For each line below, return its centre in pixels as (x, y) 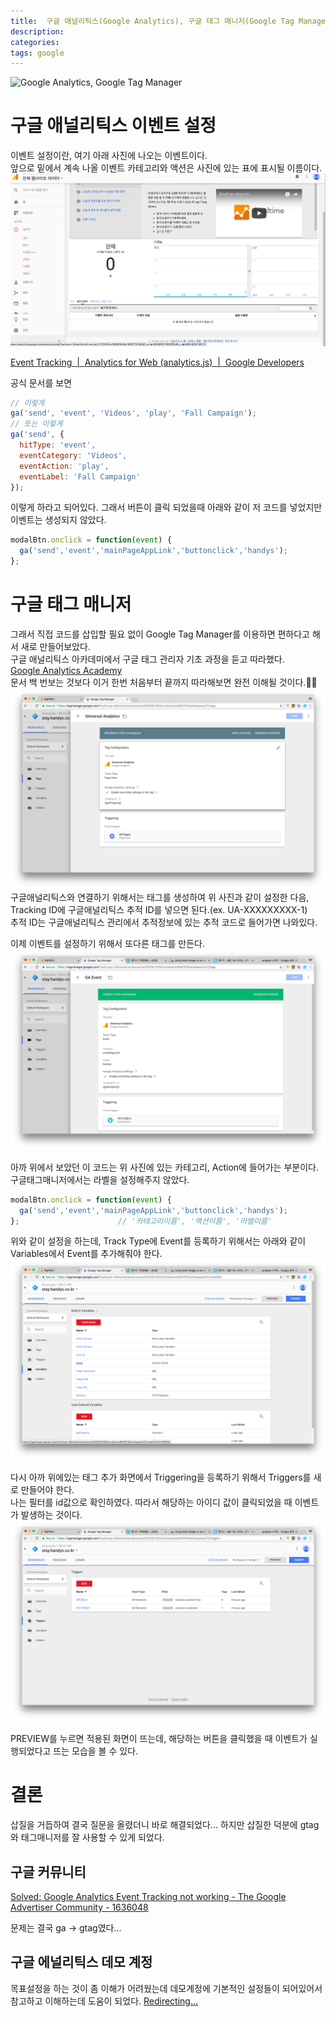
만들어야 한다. (47, 1490)
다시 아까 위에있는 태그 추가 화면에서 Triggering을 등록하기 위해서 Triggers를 (161, 1477)
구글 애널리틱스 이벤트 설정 (113, 126)
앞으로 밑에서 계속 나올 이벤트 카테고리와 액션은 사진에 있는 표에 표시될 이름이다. (166, 168)
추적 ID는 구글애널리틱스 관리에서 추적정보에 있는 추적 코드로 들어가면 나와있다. (164, 922)
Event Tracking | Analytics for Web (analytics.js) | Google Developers (157, 362)
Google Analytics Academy (66, 671)
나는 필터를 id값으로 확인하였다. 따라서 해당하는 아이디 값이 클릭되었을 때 (151, 1502)
